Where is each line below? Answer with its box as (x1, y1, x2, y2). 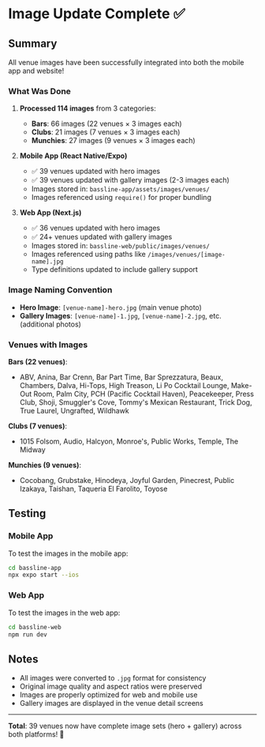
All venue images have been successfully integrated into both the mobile (8, 58, 244, 67)
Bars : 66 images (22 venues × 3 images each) (31, 119, 183, 129)
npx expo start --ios (8, 571, 80, 579)
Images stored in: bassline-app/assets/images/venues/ (31, 184, 211, 194)
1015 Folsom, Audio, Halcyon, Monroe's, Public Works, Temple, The (19, 436, 239, 446)
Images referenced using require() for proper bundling (31, 193, 211, 202)
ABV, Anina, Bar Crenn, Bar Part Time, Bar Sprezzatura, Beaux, (19, 372, 223, 382)
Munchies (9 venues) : (8, 460, 81, 470)
